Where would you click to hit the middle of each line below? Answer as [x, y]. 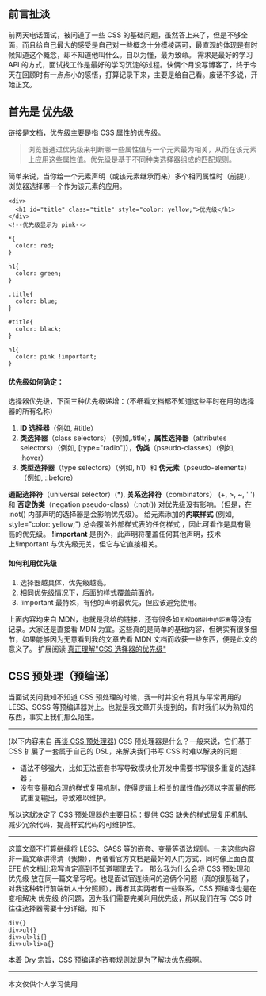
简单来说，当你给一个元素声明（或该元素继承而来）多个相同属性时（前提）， [131, 176]
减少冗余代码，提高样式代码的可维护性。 [74, 824]
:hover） [34, 458]
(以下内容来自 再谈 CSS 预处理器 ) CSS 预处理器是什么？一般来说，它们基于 [130, 741]
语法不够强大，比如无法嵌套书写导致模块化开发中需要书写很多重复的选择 [137, 768]
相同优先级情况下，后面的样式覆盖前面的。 [89, 592]
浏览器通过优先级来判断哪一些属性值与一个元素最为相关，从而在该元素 [142, 149]
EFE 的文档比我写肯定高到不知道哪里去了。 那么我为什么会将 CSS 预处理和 [129, 868]
